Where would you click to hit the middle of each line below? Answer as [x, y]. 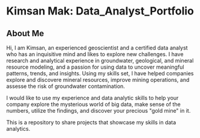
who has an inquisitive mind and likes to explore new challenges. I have [95, 54]
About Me [25, 33]
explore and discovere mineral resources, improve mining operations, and [98, 80]
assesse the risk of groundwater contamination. [66, 86]
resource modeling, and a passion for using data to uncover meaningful [95, 67]
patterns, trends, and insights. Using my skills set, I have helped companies [100, 73]
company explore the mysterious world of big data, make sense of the [94, 104]
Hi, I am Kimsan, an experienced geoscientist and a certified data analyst [97, 48]
